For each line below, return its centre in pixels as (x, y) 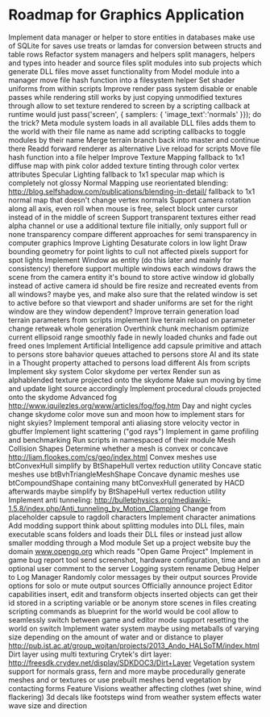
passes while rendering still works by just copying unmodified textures (125, 97)
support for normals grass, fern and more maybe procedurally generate (127, 671)
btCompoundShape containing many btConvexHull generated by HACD (127, 482)
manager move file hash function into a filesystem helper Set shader (122, 80)
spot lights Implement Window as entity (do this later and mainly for (120, 260)
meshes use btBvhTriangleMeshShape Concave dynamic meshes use (124, 474)
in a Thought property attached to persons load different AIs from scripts (129, 363)
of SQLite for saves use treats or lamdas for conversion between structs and (135, 45)
